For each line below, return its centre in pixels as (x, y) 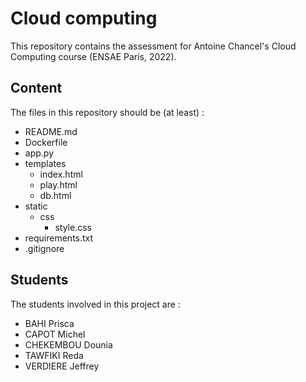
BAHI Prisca (49, 323)
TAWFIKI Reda (54, 355)
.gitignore (44, 248)
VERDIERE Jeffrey (62, 366)
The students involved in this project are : (95, 304)
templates (45, 163)
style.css (73, 227)
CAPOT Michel (55, 334)
